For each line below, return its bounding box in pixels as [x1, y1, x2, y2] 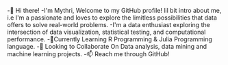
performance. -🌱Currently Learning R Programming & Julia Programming [7, 35, 212, 43]
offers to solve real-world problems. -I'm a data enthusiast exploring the [7, 21, 210, 28]
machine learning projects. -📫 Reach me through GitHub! [7, 50, 170, 58]
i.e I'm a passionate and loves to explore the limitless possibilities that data [7, 14, 218, 22]
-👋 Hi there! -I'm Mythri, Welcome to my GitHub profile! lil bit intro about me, [7, 7, 222, 14]
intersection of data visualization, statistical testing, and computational [7, 28, 206, 36]
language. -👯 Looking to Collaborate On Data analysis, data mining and [7, 43, 207, 50]
